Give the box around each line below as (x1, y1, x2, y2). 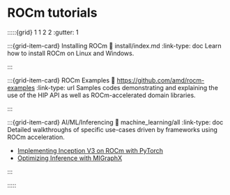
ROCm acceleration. (7, 133, 65, 141)
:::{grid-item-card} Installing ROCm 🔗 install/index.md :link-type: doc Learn (7, 41, 222, 50)
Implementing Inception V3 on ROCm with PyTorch (17, 146, 164, 154)
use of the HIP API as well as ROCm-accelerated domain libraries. (7, 91, 197, 99)
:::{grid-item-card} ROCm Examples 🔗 (7, 75, 116, 85)
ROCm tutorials (7, 5, 98, 21)
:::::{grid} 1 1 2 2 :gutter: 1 (7, 28, 79, 36)
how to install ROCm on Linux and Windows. (7, 49, 135, 57)
